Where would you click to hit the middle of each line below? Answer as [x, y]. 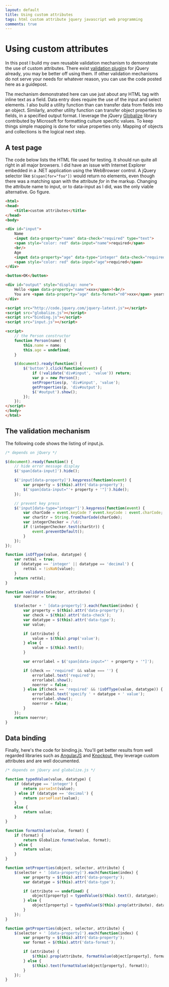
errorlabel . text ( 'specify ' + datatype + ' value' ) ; [88, 694]
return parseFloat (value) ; [52, 798]
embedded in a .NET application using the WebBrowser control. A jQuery [81, 170]
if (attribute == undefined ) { [56, 891]
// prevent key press [37, 503]
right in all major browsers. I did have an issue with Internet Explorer [75, 165]
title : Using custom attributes [39, 15]
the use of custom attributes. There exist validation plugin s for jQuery [77, 68]
